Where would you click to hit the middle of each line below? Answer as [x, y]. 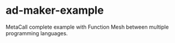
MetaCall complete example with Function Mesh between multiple [87, 27]
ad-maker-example [55, 10]
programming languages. [37, 33]
